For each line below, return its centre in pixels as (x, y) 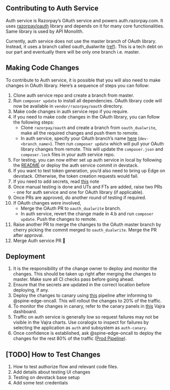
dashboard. (25, 311)
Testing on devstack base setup (46, 377)
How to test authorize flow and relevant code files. (66, 367)
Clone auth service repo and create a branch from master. (74, 95)
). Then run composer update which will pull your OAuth (107, 143)
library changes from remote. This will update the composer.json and (92, 149)
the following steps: (34, 122)
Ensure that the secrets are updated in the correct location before (81, 285)
